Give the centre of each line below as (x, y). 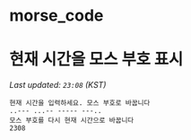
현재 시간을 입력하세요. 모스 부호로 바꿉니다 (80, 103)
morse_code (56, 16)
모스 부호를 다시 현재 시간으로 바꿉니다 (72, 121)
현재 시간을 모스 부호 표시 (96, 60)
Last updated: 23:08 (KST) (58, 85)
